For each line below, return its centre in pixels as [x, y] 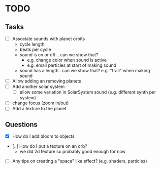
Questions [21, 124]
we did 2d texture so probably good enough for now [72, 152]
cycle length [32, 44]
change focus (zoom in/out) [40, 103]
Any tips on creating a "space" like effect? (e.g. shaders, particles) [80, 161]
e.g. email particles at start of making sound [72, 65]
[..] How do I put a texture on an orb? [50, 146]
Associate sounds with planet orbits [48, 39]
